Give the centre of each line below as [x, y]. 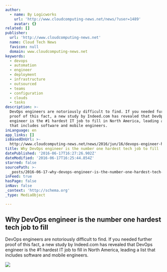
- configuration [26, 93]
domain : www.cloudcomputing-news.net [49, 51]
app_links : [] [20, 135]
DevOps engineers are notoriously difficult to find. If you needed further [79, 239]
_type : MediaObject [25, 195]
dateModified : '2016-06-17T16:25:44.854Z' [50, 158]
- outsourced [23, 84]
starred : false [21, 162]
